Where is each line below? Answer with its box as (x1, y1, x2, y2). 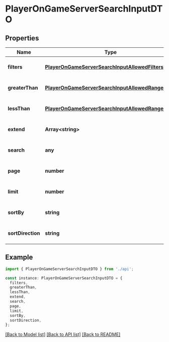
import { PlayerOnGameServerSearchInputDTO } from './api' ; (5, 266, 134, 271)
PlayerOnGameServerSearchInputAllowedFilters (45, 63, 163, 71)
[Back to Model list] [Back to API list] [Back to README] (5, 331, 121, 337)
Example (5, 253, 33, 262)
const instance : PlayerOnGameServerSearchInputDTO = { (5, 276, 123, 281)
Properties (5, 34, 39, 42)
